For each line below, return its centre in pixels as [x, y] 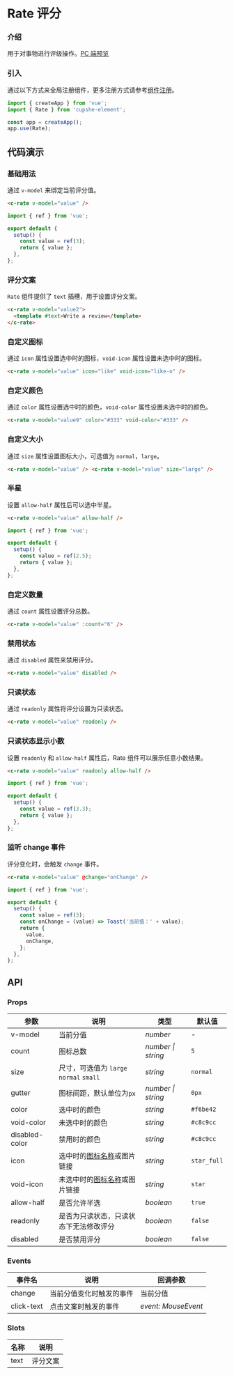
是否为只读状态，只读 [94, 1216]
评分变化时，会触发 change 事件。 [55, 864]
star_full [207, 1161]
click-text [27, 1306]
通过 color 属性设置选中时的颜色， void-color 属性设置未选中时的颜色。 [110, 407]
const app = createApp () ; [45, 122]
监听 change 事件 [36, 848]
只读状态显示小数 [36, 741]
